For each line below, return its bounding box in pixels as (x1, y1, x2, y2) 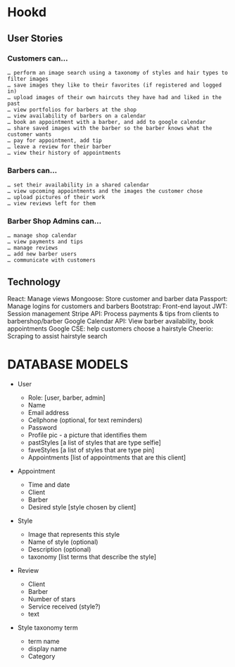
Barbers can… (7, 165, 58, 175)
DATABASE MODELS (7, 357, 129, 373)
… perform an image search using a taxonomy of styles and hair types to (7, 69, 229, 76)
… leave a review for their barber (7, 143, 112, 150)
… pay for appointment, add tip (7, 136, 102, 144)
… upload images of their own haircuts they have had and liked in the (7, 94, 222, 101)
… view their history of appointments (7, 149, 121, 156)
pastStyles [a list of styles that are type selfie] (27, 438, 162, 447)
